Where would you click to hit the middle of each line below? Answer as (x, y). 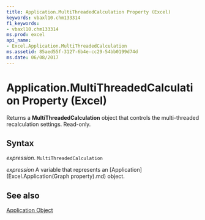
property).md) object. (98, 176)
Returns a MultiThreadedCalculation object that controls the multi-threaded (103, 117)
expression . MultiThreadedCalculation (54, 158)
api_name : (19, 40)
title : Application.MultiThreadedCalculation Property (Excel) (89, 12)
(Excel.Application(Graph (38, 176)
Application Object (30, 210)
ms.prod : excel (26, 35)
